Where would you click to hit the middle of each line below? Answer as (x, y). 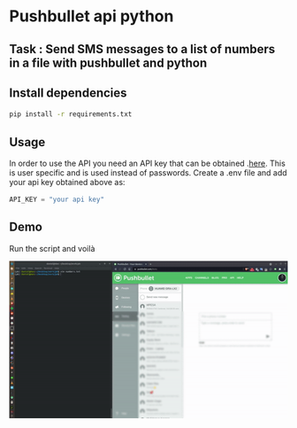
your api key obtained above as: (67, 183)
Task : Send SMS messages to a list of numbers (142, 49)
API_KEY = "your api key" (57, 200)
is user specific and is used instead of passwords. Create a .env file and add (148, 173)
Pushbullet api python (91, 16)
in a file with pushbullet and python (108, 62)
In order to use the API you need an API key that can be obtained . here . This (147, 163)
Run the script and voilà (52, 248)
